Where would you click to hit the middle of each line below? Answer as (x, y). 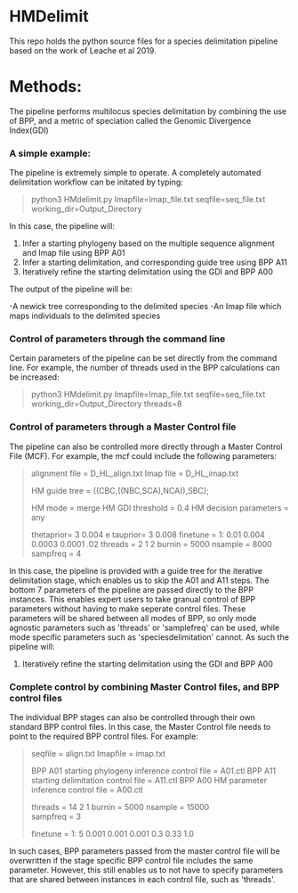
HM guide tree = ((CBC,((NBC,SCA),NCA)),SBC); (120, 490)
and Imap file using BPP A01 (73, 253)
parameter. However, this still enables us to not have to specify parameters (146, 870)
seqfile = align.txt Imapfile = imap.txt (98, 754)
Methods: (46, 87)
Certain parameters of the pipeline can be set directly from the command (143, 358)
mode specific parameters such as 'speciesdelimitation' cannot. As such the (149, 637)
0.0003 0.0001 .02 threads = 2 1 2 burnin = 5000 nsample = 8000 (152, 544)
